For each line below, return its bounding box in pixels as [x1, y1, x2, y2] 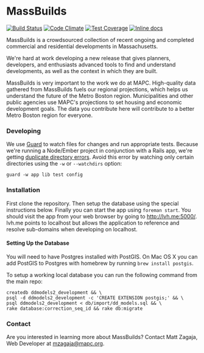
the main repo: [6, 278, 43, 285]
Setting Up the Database [6, 239, 70, 247]
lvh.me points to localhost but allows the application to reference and [6, 219, 180, 226]
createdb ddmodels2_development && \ [6, 289, 102, 296]
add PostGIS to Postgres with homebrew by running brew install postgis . [6, 259, 194, 267]
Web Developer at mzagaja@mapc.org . [6, 340, 105, 348]
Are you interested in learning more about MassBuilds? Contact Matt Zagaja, [6, 334, 198, 341]
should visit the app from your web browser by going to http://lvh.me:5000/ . [6, 212, 197, 220]
